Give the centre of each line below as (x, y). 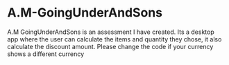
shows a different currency (46, 54)
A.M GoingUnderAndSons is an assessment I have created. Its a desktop (111, 32)
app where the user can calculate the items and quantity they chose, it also (114, 39)
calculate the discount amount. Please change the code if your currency (110, 46)
